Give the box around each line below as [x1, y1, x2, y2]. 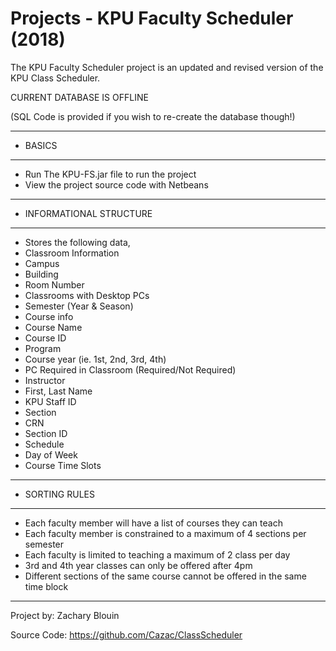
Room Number [24, 278, 85, 291]
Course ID [24, 332, 67, 344]
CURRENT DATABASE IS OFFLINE [10, 91, 149, 103]
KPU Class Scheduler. [10, 72, 101, 84]
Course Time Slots [24, 459, 102, 471]
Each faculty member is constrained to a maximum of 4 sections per [24, 527, 307, 539]
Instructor [24, 374, 66, 386]
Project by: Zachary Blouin [10, 609, 120, 621]
